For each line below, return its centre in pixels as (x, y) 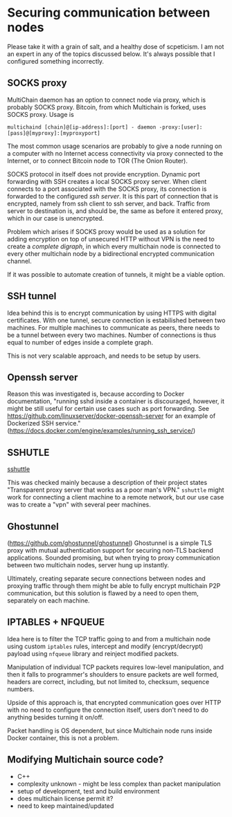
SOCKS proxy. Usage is (41, 114)
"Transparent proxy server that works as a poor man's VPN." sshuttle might (116, 490)
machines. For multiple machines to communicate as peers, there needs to (114, 327)
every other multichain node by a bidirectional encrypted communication (111, 253)
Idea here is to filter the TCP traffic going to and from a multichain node (109, 639)
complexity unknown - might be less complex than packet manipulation (119, 784)
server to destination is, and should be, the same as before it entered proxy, (115, 211)
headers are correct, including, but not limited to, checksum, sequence (108, 681)
